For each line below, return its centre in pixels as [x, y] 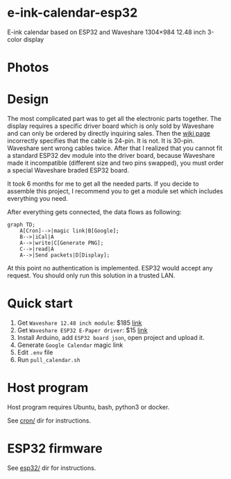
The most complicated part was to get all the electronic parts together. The [114, 119]
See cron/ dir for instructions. [49, 420]
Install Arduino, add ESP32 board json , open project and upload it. [111, 338]
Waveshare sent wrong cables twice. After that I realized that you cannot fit [115, 148]
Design [28, 99]
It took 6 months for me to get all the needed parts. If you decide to [103, 184]
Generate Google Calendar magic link [70, 345]
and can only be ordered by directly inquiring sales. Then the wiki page [109, 133]
